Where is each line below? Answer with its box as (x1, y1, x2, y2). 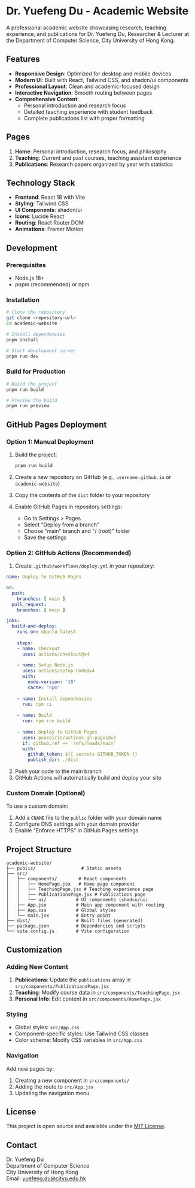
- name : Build (17, 713, 52, 719)
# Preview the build (6, 397, 58, 404)
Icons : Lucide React (14, 213, 65, 220)
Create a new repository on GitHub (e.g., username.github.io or (14, 473, 172, 480)
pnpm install (6, 337, 39, 343)
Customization (6, 944, 63, 954)
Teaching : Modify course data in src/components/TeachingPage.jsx (14, 989, 181, 996)
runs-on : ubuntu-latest (17, 629, 77, 635)
